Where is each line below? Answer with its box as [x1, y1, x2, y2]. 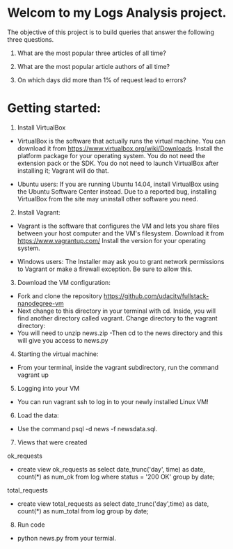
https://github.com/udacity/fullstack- [103, 291, 209, 300]
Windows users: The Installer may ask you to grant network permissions [17, 257, 225, 265]
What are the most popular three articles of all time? [17, 49, 167, 57]
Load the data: [17, 411, 59, 419]
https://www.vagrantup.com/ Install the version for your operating [17, 236, 207, 245]
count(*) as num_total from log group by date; [17, 507, 149, 515]
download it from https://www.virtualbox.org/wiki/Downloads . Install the [17, 144, 224, 153]
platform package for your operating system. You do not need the [17, 151, 206, 160]
